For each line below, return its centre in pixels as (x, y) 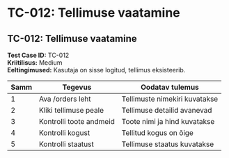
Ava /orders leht (65, 99)
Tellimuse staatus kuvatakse (168, 144)
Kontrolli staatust (66, 144)
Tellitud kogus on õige (157, 133)
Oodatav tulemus (170, 87)
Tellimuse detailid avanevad (167, 110)
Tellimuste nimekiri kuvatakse (170, 99)
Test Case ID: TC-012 (38, 55)
